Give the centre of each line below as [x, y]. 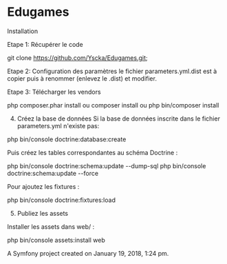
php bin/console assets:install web [56, 240]
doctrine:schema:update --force [53, 173]
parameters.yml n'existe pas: [58, 125]
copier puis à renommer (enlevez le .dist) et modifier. [82, 78]
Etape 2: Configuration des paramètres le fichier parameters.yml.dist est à [112, 71]
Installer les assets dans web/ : [51, 226]
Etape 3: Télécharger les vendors [54, 92]
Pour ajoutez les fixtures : [43, 186]
